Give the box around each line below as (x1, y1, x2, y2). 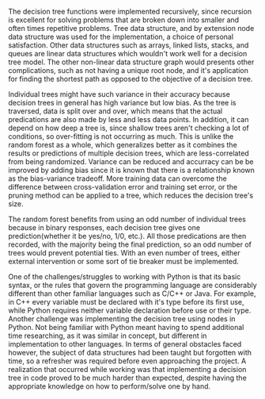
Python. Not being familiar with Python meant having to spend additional (8, 323, 244, 332)
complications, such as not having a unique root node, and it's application (8, 66, 249, 75)
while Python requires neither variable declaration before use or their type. (8, 305, 252, 315)
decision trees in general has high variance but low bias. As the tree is (8, 98, 237, 107)
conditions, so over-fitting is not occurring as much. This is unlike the (8, 132, 234, 141)
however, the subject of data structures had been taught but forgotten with (8, 348, 252, 357)
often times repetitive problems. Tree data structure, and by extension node (8, 24, 255, 33)
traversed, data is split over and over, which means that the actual (8, 106, 223, 116)
